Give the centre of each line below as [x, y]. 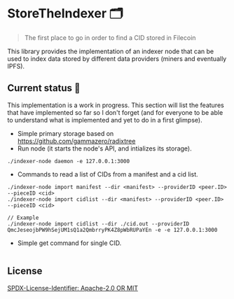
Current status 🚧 [44, 88]
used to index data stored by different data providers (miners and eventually [117, 58]
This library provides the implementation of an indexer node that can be [111, 51]
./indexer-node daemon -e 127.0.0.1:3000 [69, 161]
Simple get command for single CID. [69, 243]
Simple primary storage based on [66, 133]
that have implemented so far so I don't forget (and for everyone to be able [115, 112]
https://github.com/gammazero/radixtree [76, 141]
